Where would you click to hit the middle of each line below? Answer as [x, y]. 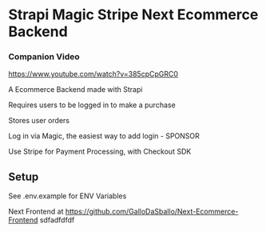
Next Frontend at [36, 212]
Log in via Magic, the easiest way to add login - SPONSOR [104, 136]
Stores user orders [39, 121]
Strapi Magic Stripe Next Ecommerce [133, 15]
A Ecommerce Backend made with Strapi [75, 90]
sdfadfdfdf [57, 220]
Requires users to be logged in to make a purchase [92, 105]
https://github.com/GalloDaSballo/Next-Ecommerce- [152, 212]
